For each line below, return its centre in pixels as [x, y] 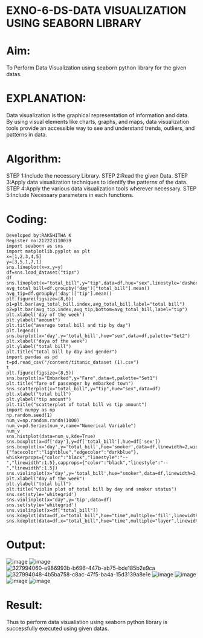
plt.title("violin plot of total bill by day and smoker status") [92, 489]
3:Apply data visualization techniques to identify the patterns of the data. [97, 182]
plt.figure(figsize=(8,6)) [40, 299]
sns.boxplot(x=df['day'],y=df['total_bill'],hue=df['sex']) [84, 442]
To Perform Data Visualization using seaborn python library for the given [96, 68]
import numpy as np [31, 410]
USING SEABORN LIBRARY [74, 23]
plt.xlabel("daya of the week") [47, 341]
